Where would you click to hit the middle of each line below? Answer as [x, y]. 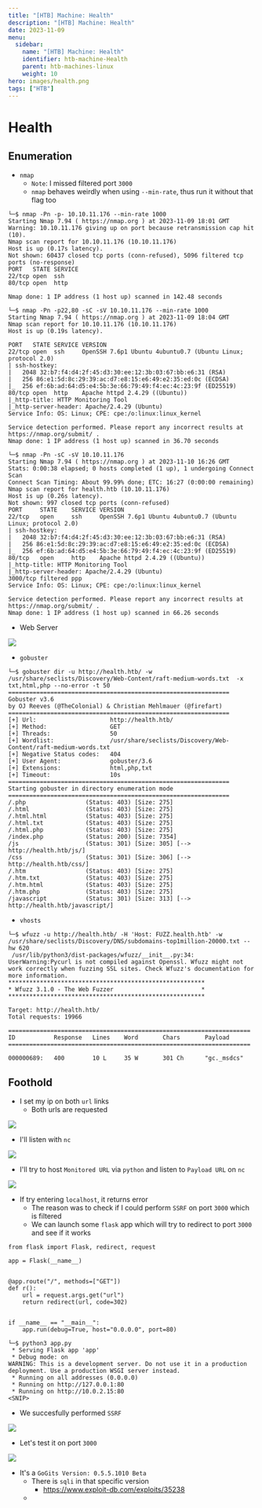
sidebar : [29, 45]
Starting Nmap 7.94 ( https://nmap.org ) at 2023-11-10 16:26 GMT [119, 462]
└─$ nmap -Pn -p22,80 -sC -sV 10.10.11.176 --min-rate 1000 [109, 311]
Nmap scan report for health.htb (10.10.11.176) [89, 489]
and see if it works [61, 1233]
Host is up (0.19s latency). [56, 331]
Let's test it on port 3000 [58, 1443]
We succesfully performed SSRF [70, 1413]
